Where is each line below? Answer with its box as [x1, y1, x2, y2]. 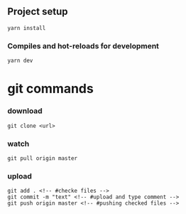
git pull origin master [7, 154, 78, 162]
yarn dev [7, 57, 33, 65]
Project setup [7, 6, 69, 18]
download [7, 106, 43, 116]
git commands [7, 81, 94, 97]
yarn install [7, 24, 46, 31]
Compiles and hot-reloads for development [7, 41, 160, 50]
